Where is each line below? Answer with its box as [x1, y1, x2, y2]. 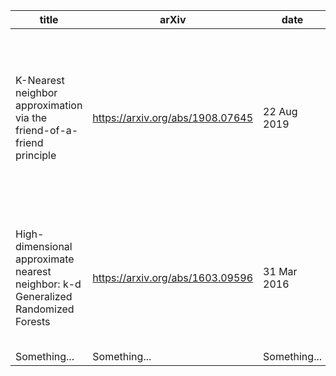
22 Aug [263, 105, 298, 118]
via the [15, 111, 48, 124]
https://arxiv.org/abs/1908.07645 [92, 111, 254, 124]
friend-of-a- [15, 124, 79, 137]
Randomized [15, 302, 75, 316]
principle [15, 149, 57, 162]
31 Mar [263, 265, 298, 278]
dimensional [15, 240, 73, 253]
